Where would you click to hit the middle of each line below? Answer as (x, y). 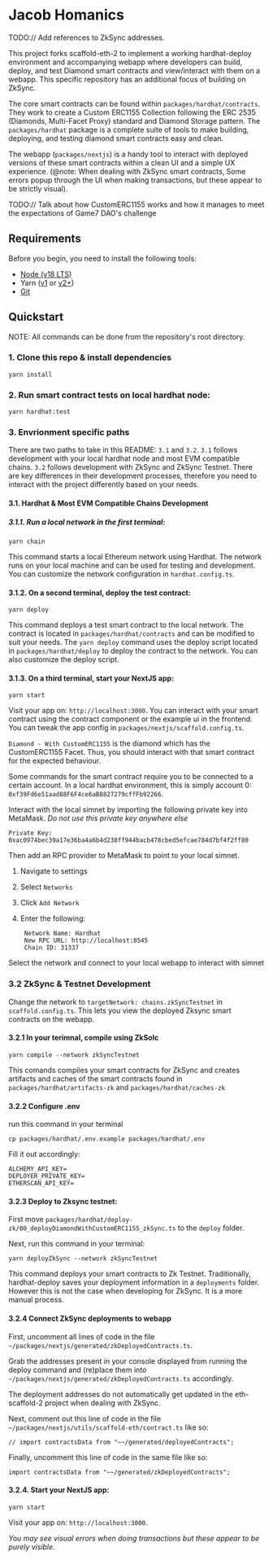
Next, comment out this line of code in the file (84, 1418)
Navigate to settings (54, 871)
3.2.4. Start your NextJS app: (59, 1490)
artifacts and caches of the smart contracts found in (95, 1078)
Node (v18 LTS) (46, 274)
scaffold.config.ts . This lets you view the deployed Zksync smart (120, 1010)
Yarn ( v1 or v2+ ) (47, 283)
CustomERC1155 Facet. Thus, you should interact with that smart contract (131, 752)
